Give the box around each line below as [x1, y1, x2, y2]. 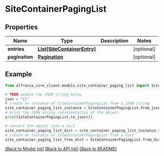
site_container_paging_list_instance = [5, 106, 86, 111]
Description [101, 38, 128, 44]
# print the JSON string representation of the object [5, 110, 119, 115]
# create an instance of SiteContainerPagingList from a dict [5, 133, 134, 137]
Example [5, 70, 32, 79]
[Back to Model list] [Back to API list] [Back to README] [5, 146, 117, 152]
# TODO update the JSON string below [5, 92, 82, 97]
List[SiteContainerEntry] [38, 45, 96, 52]
